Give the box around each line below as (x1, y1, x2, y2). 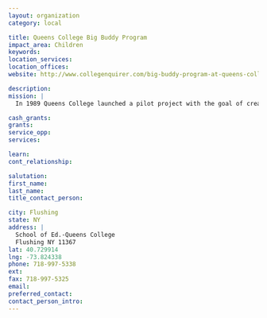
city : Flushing (8, 208, 59, 217)
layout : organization (8, 11, 80, 20)
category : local (8, 19, 62, 27)
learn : (8, 150, 30, 158)
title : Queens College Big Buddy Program (8, 33, 148, 41)
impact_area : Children (8, 41, 83, 48)
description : (8, 84, 52, 92)
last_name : (8, 187, 44, 195)
